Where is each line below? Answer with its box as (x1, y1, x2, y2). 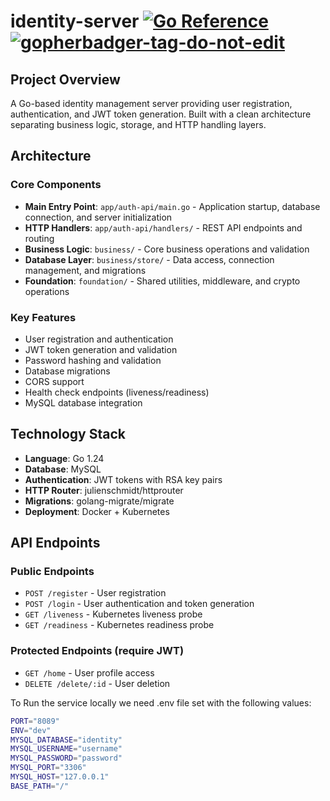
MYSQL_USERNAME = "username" (10, 744, 123, 754)
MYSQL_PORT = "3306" (10, 763, 87, 773)
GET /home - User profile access (24, 666, 155, 679)
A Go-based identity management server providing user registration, (10, 98, 293, 109)
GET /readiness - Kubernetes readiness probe (24, 619, 215, 631)
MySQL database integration (24, 396, 143, 409)
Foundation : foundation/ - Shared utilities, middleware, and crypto (24, 275, 301, 287)
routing (24, 232, 55, 244)
